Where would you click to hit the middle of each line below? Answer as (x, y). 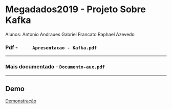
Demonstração (21, 101)
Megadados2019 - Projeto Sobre (76, 9)
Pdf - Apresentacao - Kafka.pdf (51, 47)
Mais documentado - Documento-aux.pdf (55, 67)
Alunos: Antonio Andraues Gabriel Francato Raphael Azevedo (70, 34)
